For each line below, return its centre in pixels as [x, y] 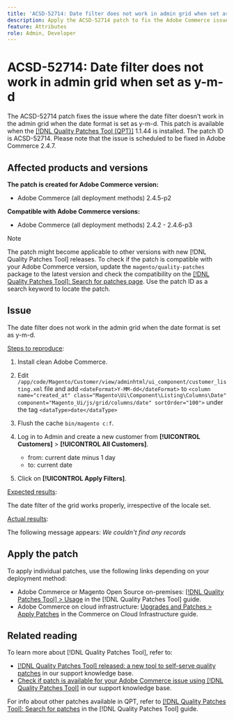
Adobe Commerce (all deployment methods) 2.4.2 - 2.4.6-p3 [105, 225]
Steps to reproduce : [36, 348]
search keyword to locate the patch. [59, 289]
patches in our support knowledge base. [75, 673]
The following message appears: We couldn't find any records [96, 532]
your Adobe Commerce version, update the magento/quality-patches [106, 266]
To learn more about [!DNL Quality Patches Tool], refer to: [90, 653]
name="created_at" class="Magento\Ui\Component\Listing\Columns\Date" [122, 395]
